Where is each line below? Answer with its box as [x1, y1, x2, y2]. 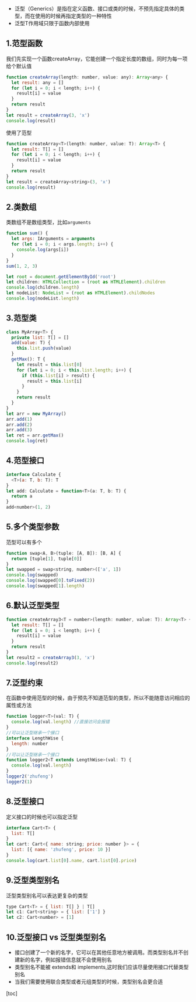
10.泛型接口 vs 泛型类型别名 [6, 932, 106, 942]
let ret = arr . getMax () [6, 432, 64, 438]
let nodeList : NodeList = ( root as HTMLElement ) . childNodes [6, 290, 156, 296]
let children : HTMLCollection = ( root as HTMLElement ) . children [6, 279, 166, 285]
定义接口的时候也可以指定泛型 [6, 813, 78, 820]
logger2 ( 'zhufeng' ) [6, 773, 54, 779]
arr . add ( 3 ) [6, 427, 33, 433]
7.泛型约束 [6, 678, 43, 688]
